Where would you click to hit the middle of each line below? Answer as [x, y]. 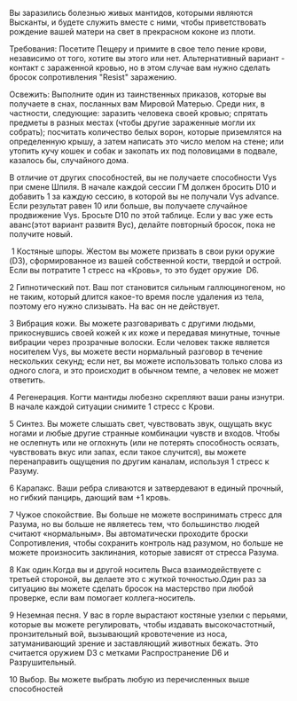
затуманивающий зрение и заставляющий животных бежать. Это [134, 643]
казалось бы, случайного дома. [69, 160]
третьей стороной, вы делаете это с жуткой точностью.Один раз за [138, 579]
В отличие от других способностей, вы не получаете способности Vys [143, 177]
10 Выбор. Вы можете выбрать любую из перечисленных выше [129, 679]
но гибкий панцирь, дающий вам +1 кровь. [90, 497]
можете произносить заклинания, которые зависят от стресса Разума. [144, 552]
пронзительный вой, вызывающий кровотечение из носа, [118, 634]
